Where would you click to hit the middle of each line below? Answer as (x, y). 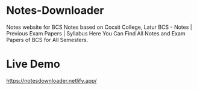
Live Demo (33, 64)
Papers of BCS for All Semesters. (47, 40)
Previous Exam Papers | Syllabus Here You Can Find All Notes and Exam (96, 33)
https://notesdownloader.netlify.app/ (52, 80)
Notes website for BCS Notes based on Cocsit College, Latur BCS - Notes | (99, 27)
